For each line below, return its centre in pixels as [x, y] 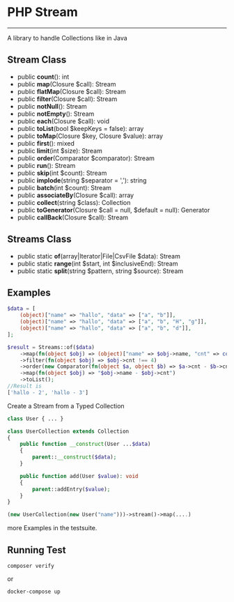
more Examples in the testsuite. [52, 528]
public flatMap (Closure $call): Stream [72, 91]
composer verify [31, 566]
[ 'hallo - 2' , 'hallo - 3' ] [48, 392]
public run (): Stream [46, 165]
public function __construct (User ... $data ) [85, 444]
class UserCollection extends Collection [68, 431]
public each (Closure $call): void [63, 121]
